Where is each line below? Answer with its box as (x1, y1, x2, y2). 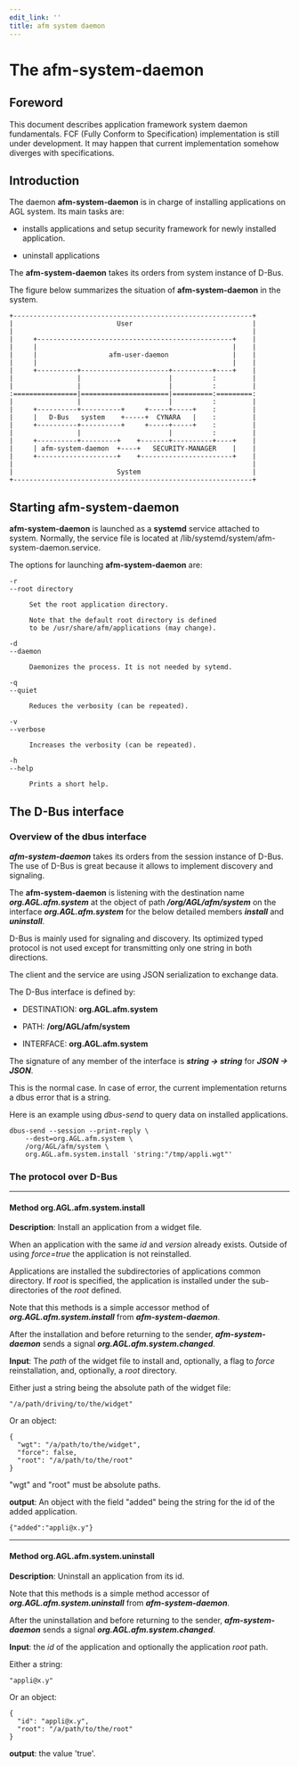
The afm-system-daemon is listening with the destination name (9, 887, 245, 897)
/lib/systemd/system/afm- (180, 533, 276, 544)
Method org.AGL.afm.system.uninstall (9, 1550, 156, 1561)
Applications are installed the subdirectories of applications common (9, 1266, 261, 1276)
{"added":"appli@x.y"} (9, 1523, 93, 1532)
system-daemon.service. (9, 542, 101, 553)
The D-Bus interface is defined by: (9, 987, 136, 997)
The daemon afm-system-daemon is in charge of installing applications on (9, 197, 287, 208)
